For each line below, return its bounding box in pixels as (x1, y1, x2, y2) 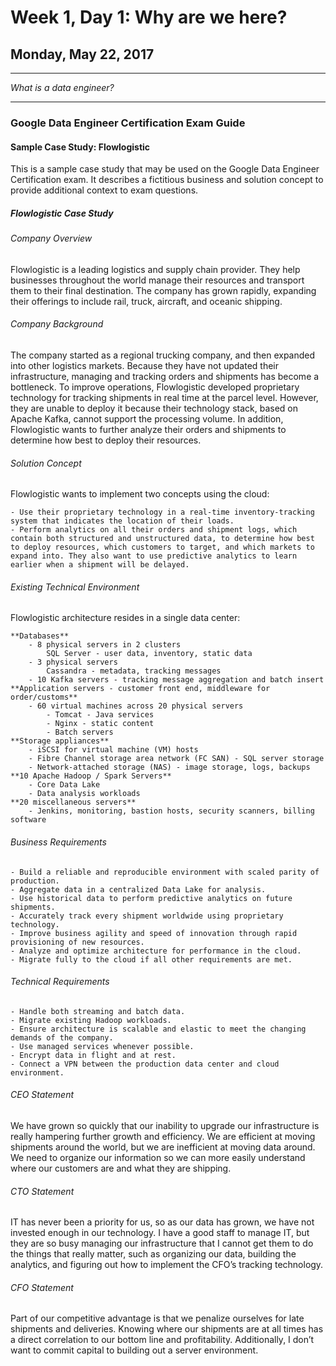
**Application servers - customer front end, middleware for (10, 684, 271, 694)
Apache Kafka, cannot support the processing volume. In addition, (10, 412, 284, 425)
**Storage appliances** (10, 736, 110, 746)
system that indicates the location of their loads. (10, 516, 235, 526)
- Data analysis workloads (28, 789, 141, 799)
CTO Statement (10, 1185, 75, 1197)
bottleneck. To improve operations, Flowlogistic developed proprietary (10, 381, 300, 393)
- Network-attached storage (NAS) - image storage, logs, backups (28, 762, 311, 773)
